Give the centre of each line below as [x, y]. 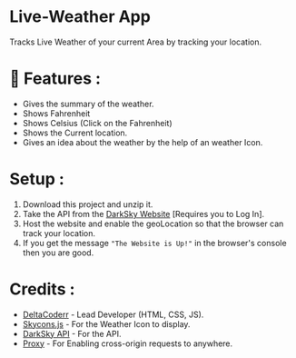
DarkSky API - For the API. [72, 333]
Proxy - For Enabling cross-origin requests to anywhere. [128, 343]
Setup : [37, 179]
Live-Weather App [80, 17]
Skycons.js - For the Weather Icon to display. [106, 323]
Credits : [42, 289]
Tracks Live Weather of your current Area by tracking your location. [136, 42]
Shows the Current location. [75, 133]
